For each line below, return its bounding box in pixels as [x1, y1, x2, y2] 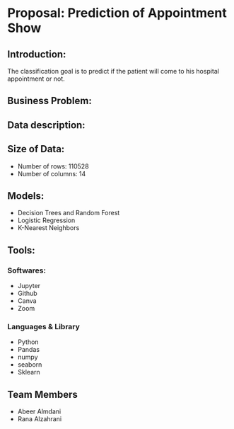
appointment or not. [7, 74, 65, 83]
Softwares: [7, 265, 46, 275]
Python [17, 338, 39, 346]
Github [17, 289, 37, 298]
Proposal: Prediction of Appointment [7, 5, 228, 21]
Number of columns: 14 [17, 169, 86, 178]
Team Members [7, 388, 78, 401]
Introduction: [7, 48, 66, 60]
